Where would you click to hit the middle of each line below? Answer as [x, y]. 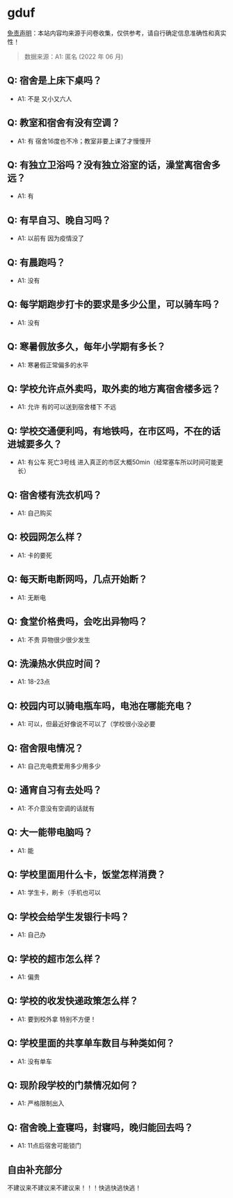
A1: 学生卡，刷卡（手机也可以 [59, 893]
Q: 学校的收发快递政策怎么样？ [73, 1001]
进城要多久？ [35, 444]
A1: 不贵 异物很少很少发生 [54, 640]
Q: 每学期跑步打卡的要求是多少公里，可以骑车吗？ [114, 305]
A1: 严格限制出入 [41, 1103]
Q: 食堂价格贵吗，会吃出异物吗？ [78, 622]
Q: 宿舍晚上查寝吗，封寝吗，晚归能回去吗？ [100, 1127]
